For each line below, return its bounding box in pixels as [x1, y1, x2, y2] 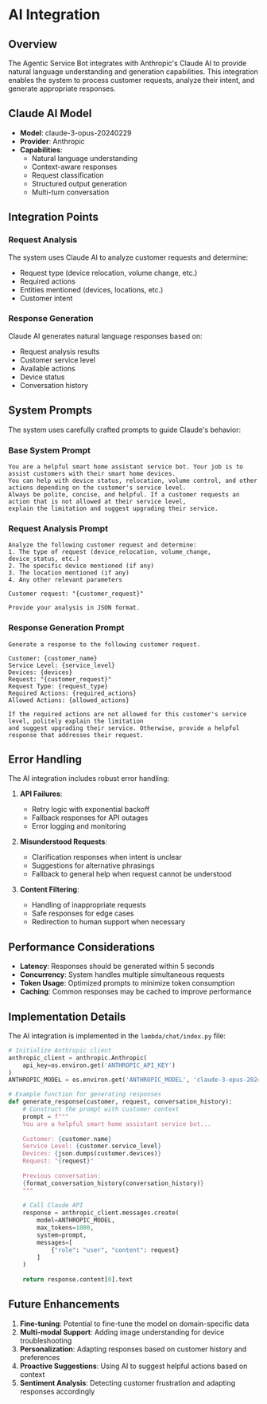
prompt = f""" [22, 1112, 69, 1120]
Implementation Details [8, 1010, 126, 1023]
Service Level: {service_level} [8, 661, 115, 669]
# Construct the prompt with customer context [22, 1105, 180, 1113]
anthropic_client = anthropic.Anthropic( [8, 1053, 148, 1061]
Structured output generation [31, 178, 127, 188]
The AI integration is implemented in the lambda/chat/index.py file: [8, 1030, 226, 1041]
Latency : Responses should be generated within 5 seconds [19, 962, 215, 971]
